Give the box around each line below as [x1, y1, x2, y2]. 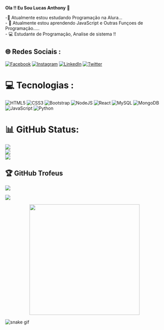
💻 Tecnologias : [5, 80, 74, 91]
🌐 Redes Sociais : [5, 48, 61, 56]
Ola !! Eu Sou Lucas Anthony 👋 [5, 5, 70, 11]
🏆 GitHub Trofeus [5, 169, 63, 178]
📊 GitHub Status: [5, 124, 79, 135]
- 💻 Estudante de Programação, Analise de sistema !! [5, 31, 116, 37]
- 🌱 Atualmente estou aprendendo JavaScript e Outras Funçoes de [5, 20, 143, 26]
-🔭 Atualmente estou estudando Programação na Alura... [5, 15, 123, 20]
